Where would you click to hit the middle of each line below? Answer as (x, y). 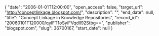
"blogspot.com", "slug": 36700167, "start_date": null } (59, 28)
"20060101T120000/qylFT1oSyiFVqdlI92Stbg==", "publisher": (67, 23)
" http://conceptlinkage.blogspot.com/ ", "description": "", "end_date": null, (79, 12)
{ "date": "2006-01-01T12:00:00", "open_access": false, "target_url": (74, 7)
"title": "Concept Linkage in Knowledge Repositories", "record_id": (72, 18)
